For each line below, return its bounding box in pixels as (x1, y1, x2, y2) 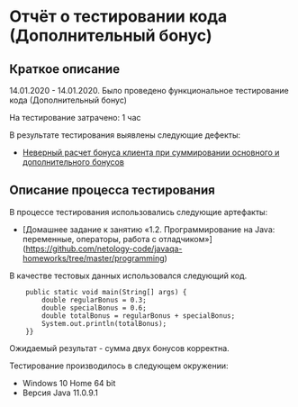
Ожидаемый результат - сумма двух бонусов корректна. (9, 342, 230, 353)
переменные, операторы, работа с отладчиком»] (22, 233, 213, 244)
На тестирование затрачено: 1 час (9, 113, 141, 122)
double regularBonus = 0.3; (41, 295, 147, 304)
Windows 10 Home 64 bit (22, 377, 116, 388)
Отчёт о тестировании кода (9, 6, 228, 27)
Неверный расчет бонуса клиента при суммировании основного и (22, 147, 280, 158)
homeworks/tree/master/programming (22, 252, 165, 263)
